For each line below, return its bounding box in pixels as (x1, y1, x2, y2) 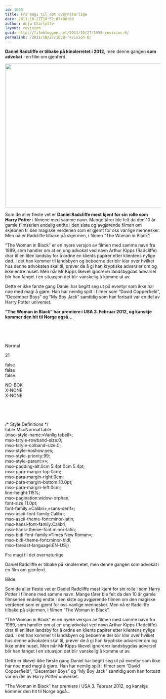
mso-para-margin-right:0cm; (5, 474, 64, 480)
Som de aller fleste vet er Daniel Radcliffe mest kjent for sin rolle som (5, 211, 148, 217)
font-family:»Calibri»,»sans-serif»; (5, 505, 76, 511)
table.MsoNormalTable (5, 426, 52, 432)
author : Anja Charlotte (5, 21, 54, 26)
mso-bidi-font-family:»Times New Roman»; (5, 532, 93, 538)
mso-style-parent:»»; (5, 458, 48, 464)
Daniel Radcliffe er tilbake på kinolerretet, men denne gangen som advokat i (5, 561, 160, 567)
